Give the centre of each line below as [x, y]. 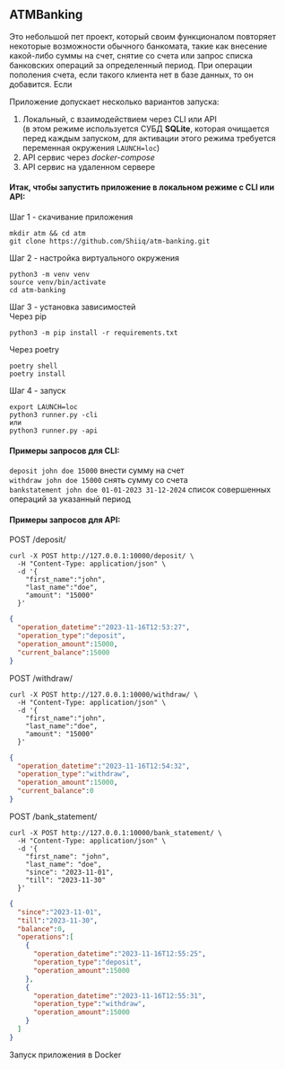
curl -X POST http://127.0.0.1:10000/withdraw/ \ [104, 695]
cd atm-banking [38, 290]
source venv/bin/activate [57, 282]
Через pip [28, 316]
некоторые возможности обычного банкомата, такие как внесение [138, 46]
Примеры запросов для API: [65, 520]
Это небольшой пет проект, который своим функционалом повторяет [142, 36]
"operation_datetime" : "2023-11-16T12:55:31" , [119, 996]
